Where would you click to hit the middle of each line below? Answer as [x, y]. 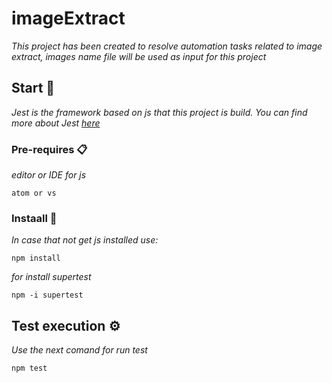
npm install [36, 258]
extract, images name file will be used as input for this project [139, 56]
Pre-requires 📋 [49, 149]
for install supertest [51, 277]
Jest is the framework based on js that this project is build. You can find [159, 112]
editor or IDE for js [49, 175]
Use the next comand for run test [79, 350]
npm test [29, 368]
